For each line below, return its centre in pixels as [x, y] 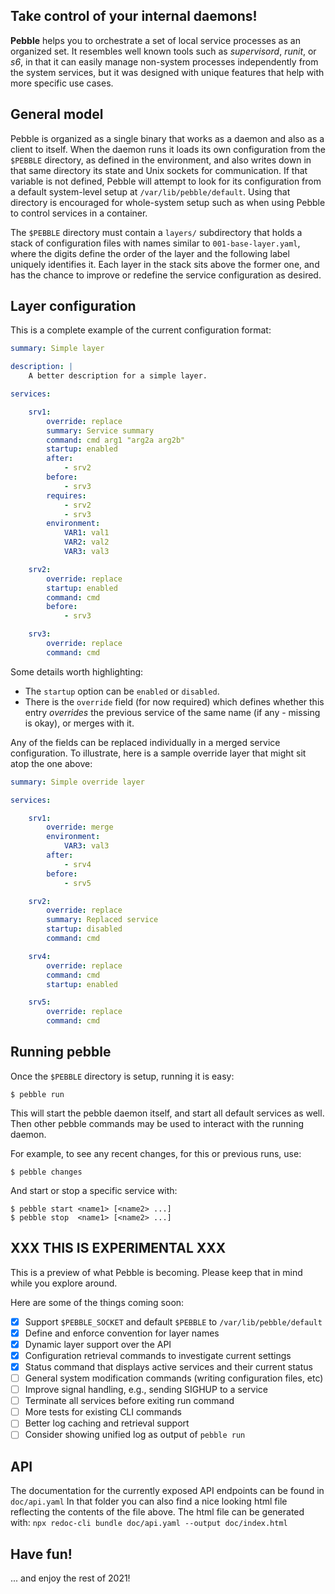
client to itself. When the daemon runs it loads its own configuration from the [168, 149]
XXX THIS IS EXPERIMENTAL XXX [118, 1248]
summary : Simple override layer [77, 782]
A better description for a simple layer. [118, 376]
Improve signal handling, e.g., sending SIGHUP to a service [146, 1390]
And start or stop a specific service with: [94, 1190]
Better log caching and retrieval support [107, 1423]
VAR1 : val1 [86, 533]
